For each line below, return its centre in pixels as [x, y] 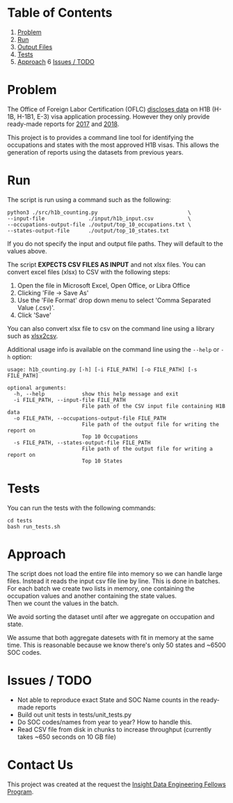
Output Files [35, 47]
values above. [27, 251]
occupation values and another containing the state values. [92, 595]
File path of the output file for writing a [147, 449]
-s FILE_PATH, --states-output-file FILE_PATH [82, 443]
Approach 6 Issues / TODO [56, 61]
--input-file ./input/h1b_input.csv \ [99, 218]
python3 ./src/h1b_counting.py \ [99, 212]
